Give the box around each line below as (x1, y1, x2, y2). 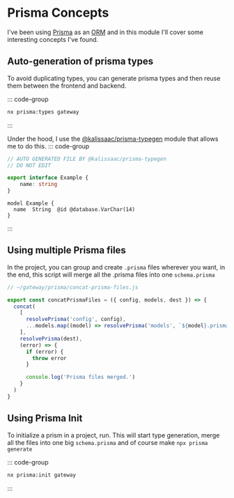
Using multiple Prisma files (7, 244, 127, 256)
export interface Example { (7, 174, 89, 182)
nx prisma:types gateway (7, 108, 79, 116)
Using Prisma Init (7, 412, 83, 424)
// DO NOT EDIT (7, 162, 52, 169)
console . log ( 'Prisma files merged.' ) (25, 374, 136, 381)
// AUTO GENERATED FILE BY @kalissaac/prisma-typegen (7, 155, 167, 162)
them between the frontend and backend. (7, 81, 127, 90)
